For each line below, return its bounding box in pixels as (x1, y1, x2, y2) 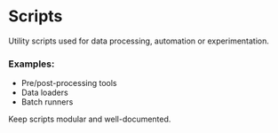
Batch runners (20, 97, 74, 107)
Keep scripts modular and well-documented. (8, 113, 171, 125)
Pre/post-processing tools (20, 78, 117, 89)
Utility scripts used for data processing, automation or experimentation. (8, 35, 270, 46)
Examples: (8, 58, 55, 70)
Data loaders (20, 87, 68, 98)
